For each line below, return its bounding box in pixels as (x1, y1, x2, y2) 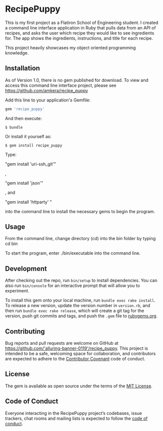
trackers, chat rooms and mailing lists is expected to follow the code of (5, 415, 148, 421)
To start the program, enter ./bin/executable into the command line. (5, 250, 141, 256)
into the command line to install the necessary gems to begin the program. (5, 208, 155, 214)
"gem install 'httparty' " (5, 199, 52, 205)
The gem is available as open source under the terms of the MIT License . (5, 383, 153, 389)
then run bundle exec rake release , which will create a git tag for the (5, 308, 144, 314)
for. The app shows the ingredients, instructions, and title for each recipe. (5, 35, 153, 41)
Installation (5, 64, 40, 72)
